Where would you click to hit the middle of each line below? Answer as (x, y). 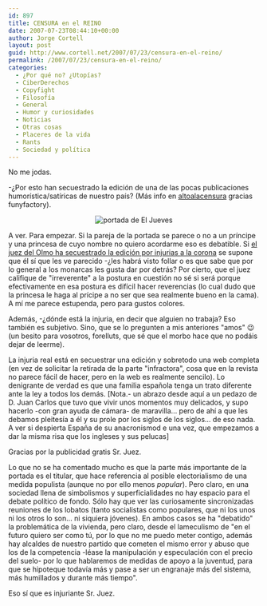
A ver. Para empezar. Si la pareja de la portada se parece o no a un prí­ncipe (132, 236)
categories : (28, 68)
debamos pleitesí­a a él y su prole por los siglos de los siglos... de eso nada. (132, 420)
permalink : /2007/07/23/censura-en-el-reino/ (85, 61)
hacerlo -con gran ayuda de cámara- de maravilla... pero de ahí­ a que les (128, 411)
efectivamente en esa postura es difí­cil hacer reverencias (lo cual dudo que (132, 287)
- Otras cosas (39, 127)
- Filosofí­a (35, 98)
